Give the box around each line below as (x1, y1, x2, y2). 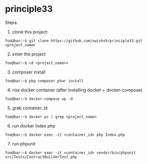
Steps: (5, 19, 18, 25)
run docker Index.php (12, 123, 55, 128)
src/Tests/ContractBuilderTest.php (5, 154, 77, 159)
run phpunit (12, 141, 36, 146)
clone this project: (12, 29, 49, 35)
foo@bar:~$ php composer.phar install (5, 78, 84, 83)
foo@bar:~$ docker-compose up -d (5, 96, 73, 101)
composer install (12, 69, 46, 75)
